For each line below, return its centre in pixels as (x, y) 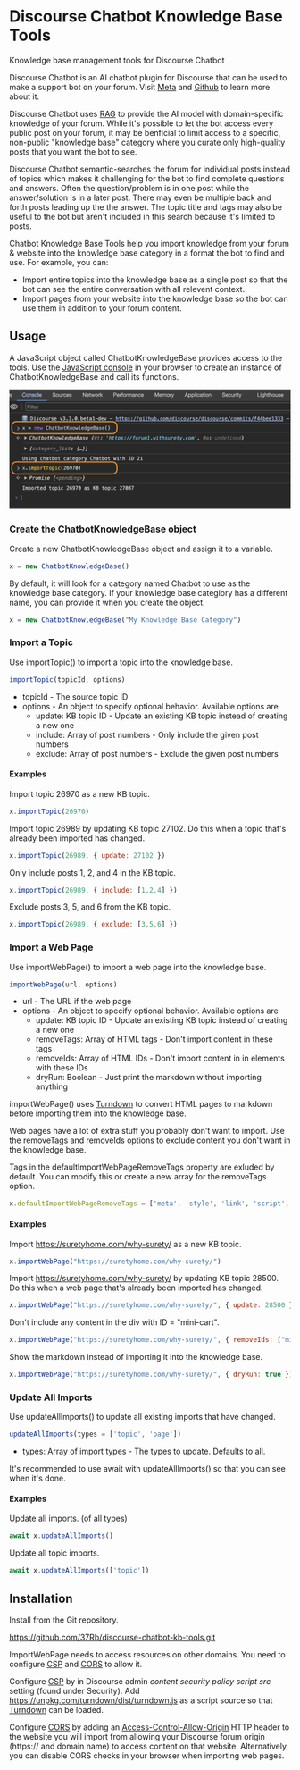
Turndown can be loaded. (57, 1709)
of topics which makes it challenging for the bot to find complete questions (147, 178)
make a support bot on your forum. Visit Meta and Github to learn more (140, 87)
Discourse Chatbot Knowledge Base (146, 17)
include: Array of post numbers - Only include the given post (147, 734)
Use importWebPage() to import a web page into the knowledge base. (138, 967)
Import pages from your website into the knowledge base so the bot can (155, 298)
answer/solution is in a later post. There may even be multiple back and (140, 197)
